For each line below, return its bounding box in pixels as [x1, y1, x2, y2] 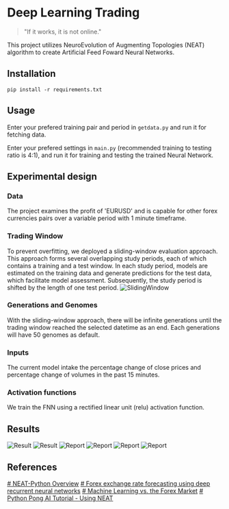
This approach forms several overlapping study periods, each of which [7, 254, 207, 262]
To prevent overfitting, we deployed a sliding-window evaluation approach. [7, 247, 218, 255]
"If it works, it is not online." [23, 27, 102, 36]
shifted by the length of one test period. [7, 283, 119, 292]
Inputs [7, 348, 29, 357]
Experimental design [7, 170, 97, 182]
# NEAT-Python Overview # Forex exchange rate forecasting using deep [7, 480, 211, 488]
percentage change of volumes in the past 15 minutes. [7, 370, 160, 379]
